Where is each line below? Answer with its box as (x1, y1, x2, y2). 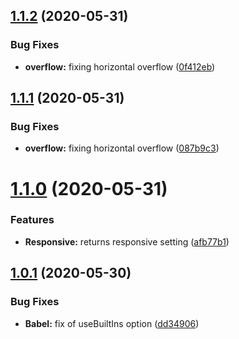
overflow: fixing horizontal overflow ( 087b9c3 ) (24, 142, 220, 154)
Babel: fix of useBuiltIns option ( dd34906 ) (24, 317, 200, 329)
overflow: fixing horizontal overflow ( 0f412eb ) (24, 60, 216, 73)
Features (10, 213, 55, 227)
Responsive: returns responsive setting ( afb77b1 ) (24, 235, 230, 248)
